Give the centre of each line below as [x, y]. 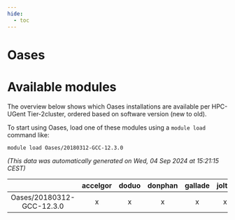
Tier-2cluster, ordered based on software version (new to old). [117, 114]
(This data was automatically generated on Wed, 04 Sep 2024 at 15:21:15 [113, 160]
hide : [15, 14]
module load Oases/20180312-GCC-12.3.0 [65, 148]
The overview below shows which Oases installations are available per [109, 106]
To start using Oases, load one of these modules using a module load [107, 128]
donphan [163, 185]
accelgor [97, 185]
